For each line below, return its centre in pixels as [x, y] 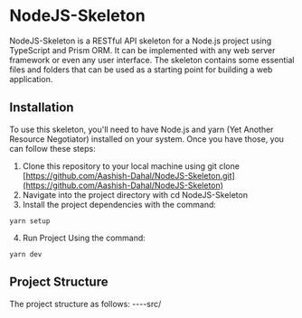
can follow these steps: [53, 148]
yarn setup [30, 221]
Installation [42, 108]
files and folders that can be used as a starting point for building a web [141, 70]
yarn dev [26, 254]
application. [31, 79]
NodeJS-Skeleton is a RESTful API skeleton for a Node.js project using [141, 41]
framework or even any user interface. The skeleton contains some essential [152, 60]
